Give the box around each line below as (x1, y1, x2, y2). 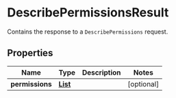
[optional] (127, 79, 160, 88)
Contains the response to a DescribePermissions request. (7, 27, 168, 36)
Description (81, 67, 121, 77)
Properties (7, 47, 53, 59)
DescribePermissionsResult (7, 5, 169, 21)
